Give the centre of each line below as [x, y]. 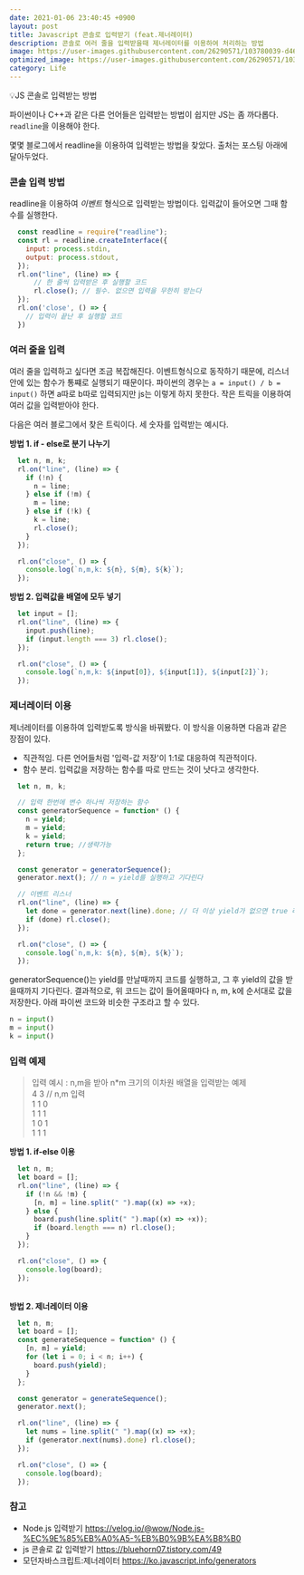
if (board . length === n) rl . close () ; [104, 1228]
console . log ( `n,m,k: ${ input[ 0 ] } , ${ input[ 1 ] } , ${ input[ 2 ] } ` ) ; [147, 672]
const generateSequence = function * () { [97, 1340]
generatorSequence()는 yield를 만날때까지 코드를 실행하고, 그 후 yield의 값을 [147, 980]
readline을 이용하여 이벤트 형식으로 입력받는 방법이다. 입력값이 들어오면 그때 [144, 204]
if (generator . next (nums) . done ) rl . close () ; [111, 1440]
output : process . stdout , [72, 257]
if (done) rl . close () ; [68, 919]
